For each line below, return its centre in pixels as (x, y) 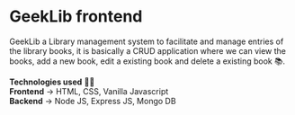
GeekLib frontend (76, 17)
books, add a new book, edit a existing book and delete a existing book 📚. (147, 61)
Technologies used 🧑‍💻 (52, 82)
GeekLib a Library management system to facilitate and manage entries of (147, 41)
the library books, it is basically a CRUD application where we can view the (147, 50)
